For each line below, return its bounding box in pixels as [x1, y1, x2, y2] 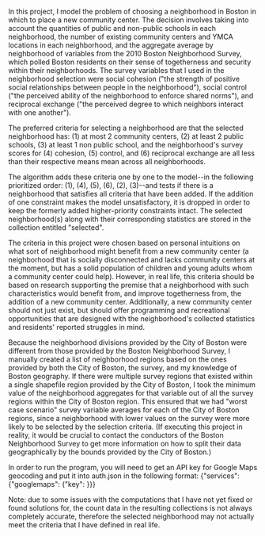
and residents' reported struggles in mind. [8, 323, 146, 331]
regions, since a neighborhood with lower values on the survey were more [8, 414, 250, 423]
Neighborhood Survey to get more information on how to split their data [8, 439, 241, 448]
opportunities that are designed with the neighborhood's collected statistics [8, 314, 256, 324]
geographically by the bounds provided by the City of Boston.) [8, 447, 212, 457]
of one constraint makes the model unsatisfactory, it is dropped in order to [8, 197, 251, 207]
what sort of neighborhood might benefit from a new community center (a [8, 247, 249, 256]
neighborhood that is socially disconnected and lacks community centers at [8, 255, 256, 264]
